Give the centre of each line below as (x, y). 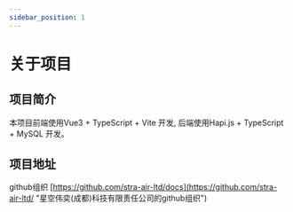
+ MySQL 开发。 (39, 133)
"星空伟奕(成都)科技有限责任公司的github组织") (122, 198)
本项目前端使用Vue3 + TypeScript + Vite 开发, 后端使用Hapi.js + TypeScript (146, 122)
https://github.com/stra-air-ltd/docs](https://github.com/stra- (165, 187)
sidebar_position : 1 (48, 17)
